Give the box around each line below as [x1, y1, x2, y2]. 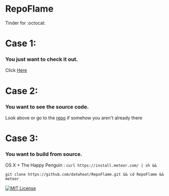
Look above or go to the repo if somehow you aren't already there [5, 115, 143, 121]
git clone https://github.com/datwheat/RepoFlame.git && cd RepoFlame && [5, 172, 164, 177]
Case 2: [5, 85, 38, 96]
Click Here [5, 67, 27, 74]
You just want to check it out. [5, 56, 78, 63]
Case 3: [5, 133, 38, 144]
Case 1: [5, 38, 36, 49]
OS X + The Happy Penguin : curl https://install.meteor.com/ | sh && [5, 162, 157, 168]
